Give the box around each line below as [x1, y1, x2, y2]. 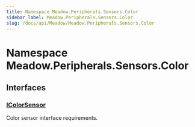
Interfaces [6, 82, 46, 93]
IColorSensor [6, 101, 46, 109]
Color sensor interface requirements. [6, 114, 98, 122]
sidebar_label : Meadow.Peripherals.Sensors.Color [6, 14, 134, 20]
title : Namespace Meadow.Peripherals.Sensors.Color [6, 8, 138, 15]
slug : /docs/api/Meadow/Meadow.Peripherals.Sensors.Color [6, 20, 155, 26]
